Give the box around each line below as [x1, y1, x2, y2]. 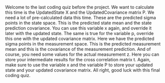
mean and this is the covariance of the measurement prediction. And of [5, 46, 151, 52]
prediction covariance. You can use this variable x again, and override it [5, 25, 152, 31]
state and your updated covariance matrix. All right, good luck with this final [5, 67, 160, 73]
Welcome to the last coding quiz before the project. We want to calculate [5, 4, 155, 10]
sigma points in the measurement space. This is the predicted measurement [5, 41, 161, 46]
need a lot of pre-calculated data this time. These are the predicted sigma [5, 15, 157, 20]
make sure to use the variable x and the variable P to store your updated [5, 62, 153, 68]
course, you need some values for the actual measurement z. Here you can [5, 51, 160, 57]
